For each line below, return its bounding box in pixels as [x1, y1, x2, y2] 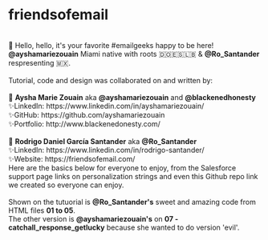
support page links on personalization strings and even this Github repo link [8, 171, 258, 181]
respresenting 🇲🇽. [8, 58, 71, 67]
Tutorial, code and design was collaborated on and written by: [8, 75, 213, 85]
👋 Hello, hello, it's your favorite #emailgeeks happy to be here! [8, 40, 214, 50]
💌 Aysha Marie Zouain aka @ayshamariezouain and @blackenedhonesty [8, 92, 257, 102]
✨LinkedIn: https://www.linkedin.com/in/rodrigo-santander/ [8, 145, 205, 154]
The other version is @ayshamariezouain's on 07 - [8, 214, 179, 223]
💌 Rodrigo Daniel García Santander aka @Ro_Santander [8, 136, 197, 146]
